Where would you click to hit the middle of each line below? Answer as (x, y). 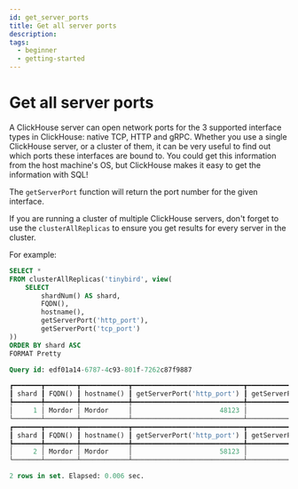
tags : (19, 42)
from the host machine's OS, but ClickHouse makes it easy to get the (135, 164)
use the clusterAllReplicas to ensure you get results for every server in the (148, 228)
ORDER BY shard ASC (45, 345)
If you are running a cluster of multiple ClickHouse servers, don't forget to (144, 218)
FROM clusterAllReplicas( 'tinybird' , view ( (91, 279)
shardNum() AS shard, (81, 296)
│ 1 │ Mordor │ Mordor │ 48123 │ (129, 411)
